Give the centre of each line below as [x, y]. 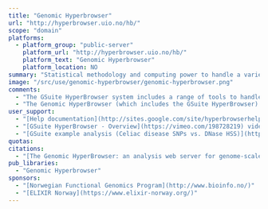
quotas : [21, 141]
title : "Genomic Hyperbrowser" [60, 15]
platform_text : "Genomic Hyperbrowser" [89, 60]
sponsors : [25, 178]
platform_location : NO [60, 68]
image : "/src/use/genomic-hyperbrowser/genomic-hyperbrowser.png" [121, 82]
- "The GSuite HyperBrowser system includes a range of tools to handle [139, 97]
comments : [25, 89]
